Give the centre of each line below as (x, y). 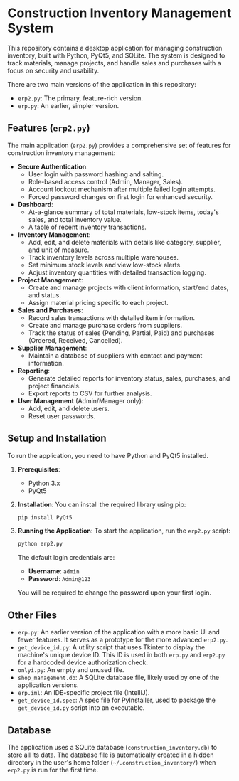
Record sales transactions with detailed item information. (112, 317)
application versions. (48, 685)
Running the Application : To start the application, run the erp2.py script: (124, 531)
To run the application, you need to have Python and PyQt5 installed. (108, 455)
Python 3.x (44, 483)
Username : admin (54, 571)
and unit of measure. (59, 250)
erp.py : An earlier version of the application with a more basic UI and (118, 632)
